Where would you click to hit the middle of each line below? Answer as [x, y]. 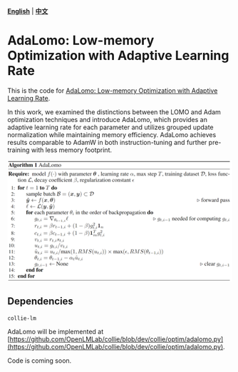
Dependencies [40, 302]
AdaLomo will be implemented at [56, 332]
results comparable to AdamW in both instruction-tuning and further [107, 142]
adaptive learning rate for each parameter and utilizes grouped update [110, 127]
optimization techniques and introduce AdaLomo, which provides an [108, 119]
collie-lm [22, 318]
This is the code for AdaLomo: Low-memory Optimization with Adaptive [113, 90]
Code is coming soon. [40, 361]
